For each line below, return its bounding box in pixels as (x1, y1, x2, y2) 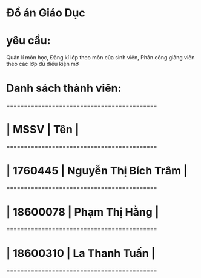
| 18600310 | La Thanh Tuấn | (6, 247, 156, 260)
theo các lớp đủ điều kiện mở (6, 61, 79, 68)
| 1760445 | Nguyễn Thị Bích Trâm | (6, 164, 188, 178)
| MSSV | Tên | (6, 123, 80, 136)
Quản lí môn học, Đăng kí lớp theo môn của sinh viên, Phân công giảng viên (6, 54, 195, 61)
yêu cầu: (6, 34, 51, 48)
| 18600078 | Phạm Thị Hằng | (6, 205, 159, 219)
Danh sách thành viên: (6, 82, 122, 95)
